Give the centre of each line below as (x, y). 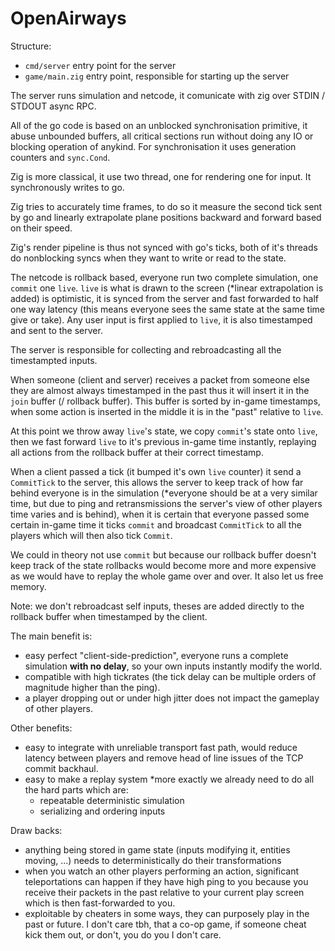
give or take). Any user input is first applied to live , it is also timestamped (161, 319)
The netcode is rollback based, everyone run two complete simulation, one (164, 277)
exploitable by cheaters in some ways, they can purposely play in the (167, 913)
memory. (28, 586)
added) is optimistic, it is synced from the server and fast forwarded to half (165, 298)
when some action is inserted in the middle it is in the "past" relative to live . (167, 411)
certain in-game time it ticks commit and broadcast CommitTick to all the (156, 524)
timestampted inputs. (54, 360)
